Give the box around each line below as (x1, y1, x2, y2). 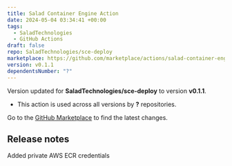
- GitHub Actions (13, 36, 64, 43)
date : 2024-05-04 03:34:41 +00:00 (7, 17, 107, 23)
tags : (7, 23, 23, 30)
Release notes (7, 133, 70, 145)
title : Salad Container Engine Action (7, 10, 119, 17)
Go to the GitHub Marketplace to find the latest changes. (7, 113, 168, 121)
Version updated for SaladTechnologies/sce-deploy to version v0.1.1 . (7, 87, 207, 95)
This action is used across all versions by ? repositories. (17, 100, 177, 108)
